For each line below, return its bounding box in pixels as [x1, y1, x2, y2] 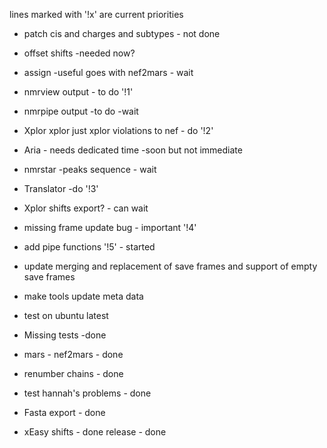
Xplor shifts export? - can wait [23, 202, 149, 214]
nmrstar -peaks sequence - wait [23, 164, 157, 175]
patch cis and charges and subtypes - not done [23, 28, 221, 39]
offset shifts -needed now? [23, 47, 136, 59]
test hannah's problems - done [23, 387, 152, 399]
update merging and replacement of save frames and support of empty [23, 260, 318, 272]
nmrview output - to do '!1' [23, 86, 134, 98]
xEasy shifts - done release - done [23, 426, 167, 438]
